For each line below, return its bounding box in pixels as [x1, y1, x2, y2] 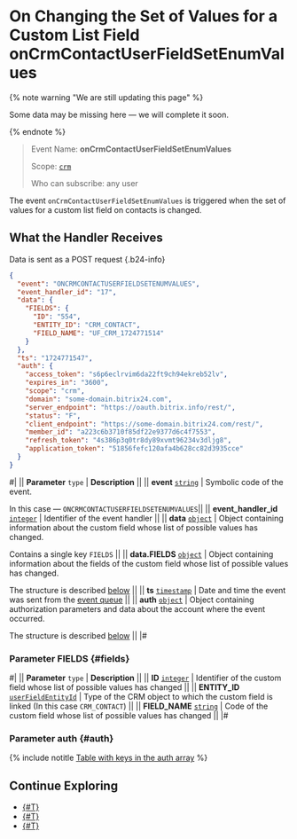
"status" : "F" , [25, 411, 82, 420]
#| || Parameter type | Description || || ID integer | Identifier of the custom [9, 672, 282, 684]
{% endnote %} [9, 126, 66, 137]
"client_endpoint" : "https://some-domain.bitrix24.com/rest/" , [25, 419, 264, 428]
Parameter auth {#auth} [9, 732, 114, 744]
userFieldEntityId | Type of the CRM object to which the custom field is [9, 692, 273, 702]
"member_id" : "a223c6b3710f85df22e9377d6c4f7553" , [25, 427, 216, 436]
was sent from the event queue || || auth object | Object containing [9, 594, 254, 605]
